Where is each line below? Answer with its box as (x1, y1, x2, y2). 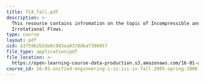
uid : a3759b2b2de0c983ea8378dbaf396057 (6, 43, 108, 49)
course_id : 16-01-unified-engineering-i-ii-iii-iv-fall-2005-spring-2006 (6, 65, 198, 72)
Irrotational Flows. (12, 26, 64, 32)
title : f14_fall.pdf (6, 9, 59, 15)
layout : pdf (6, 37, 37, 43)
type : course (6, 32, 40, 38)
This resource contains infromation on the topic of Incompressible (12, 20, 190, 26)
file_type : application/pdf (6, 49, 78, 55)
